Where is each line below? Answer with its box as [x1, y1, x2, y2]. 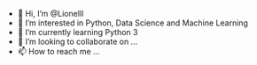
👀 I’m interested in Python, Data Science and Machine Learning [17, 18, 248, 28]
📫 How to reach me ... [17, 47, 100, 56]
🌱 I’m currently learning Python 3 [17, 27, 138, 37]
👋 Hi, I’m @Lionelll [17, 9, 84, 18]
